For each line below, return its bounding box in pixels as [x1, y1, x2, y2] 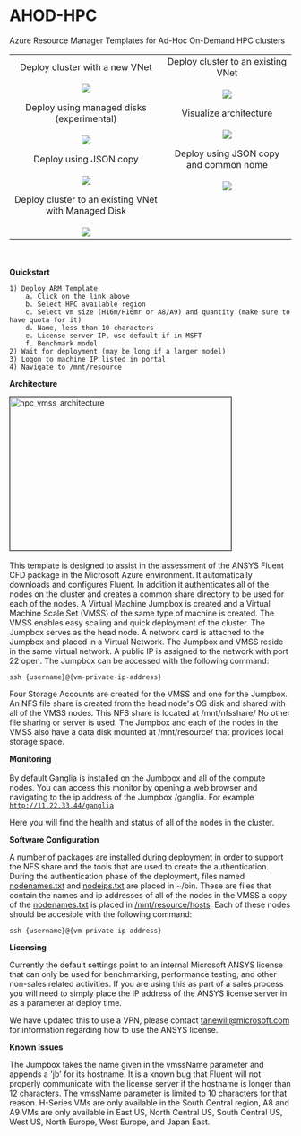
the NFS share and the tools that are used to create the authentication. [9, 861, 270, 871]
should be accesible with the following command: [9, 908, 193, 920]
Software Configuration [9, 834, 99, 844]
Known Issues [9, 1042, 64, 1053]
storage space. [9, 736, 65, 747]
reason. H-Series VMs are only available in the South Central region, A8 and [9, 1097, 289, 1108]
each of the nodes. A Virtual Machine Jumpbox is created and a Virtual [9, 598, 271, 608]
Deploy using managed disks [25, 100, 147, 113]
